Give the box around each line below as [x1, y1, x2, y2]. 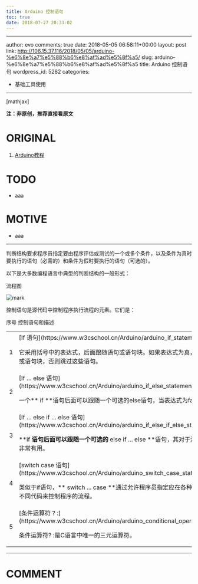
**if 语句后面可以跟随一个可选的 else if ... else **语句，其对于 [18, 435, 191, 443]
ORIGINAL [6, 131, 56, 145]
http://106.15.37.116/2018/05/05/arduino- [17, 48, 115, 55]
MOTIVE [6, 213, 48, 226]
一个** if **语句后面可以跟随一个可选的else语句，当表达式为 [18, 396, 189, 404]
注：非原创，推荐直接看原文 [6, 110, 74, 117]
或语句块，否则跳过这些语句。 [18, 357, 102, 365]
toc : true [6, 14, 31, 20]
